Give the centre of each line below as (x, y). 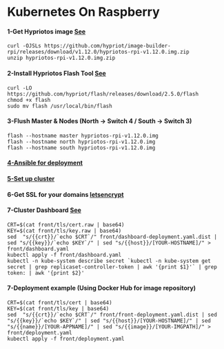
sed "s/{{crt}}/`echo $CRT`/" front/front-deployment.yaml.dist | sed (112, 315)
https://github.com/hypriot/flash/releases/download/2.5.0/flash (103, 94)
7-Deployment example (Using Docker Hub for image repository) (102, 288)
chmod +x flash (29, 100)
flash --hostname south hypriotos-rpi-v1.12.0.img (81, 148)
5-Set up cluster (31, 178)
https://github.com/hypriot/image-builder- (107, 46)
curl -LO (20, 88)
